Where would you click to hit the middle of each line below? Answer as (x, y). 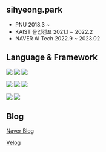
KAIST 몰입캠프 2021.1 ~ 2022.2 (54, 31)
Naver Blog (20, 131)
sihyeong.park (34, 10)
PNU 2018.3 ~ (32, 24)
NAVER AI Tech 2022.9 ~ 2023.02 (58, 38)
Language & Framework (52, 58)
